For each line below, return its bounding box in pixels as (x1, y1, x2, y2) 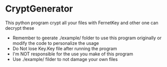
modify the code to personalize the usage (12, 40, 99, 46)
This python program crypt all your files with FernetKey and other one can (5, 20, 158, 26)
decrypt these (5, 25, 34, 31)
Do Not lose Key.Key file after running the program (12, 45, 117, 51)
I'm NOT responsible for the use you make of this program (12, 51, 133, 57)
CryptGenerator (5, 3, 73, 15)
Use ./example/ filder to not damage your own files (12, 56, 118, 62)
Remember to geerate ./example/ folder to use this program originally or (12, 35, 162, 41)
